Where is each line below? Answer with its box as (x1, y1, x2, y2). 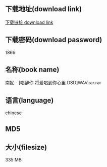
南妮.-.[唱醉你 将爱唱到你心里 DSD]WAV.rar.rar (5, 80, 101, 86)
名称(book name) (5, 65, 60, 74)
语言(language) (5, 96, 54, 105)
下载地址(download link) (5, 5, 82, 14)
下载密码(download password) (5, 36, 102, 44)
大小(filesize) (5, 143, 47, 152)
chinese (5, 110, 22, 116)
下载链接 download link (5, 19, 54, 25)
